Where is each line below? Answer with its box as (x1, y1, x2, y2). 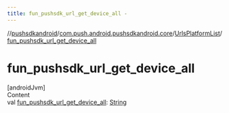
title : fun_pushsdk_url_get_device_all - (7, 10, 128, 17)
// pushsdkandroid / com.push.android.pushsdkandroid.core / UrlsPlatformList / (7, 29, 223, 37)
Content (7, 90, 30, 99)
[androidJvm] (7, 83, 46, 92)
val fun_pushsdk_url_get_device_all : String (7, 98, 127, 106)
